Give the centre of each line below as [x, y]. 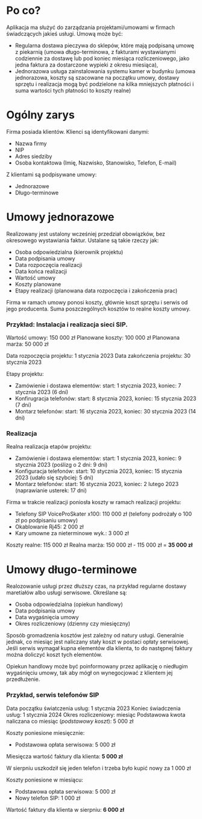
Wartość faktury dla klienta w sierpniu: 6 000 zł [65, 809]
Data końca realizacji [41, 271]
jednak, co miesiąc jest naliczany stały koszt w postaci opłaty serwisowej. [98, 642]
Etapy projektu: [25, 374]
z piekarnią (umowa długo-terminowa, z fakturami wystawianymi [95, 51]
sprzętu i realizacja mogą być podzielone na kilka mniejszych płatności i [104, 84]
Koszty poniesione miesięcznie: [46, 732]
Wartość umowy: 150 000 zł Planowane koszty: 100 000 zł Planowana [93, 338]
